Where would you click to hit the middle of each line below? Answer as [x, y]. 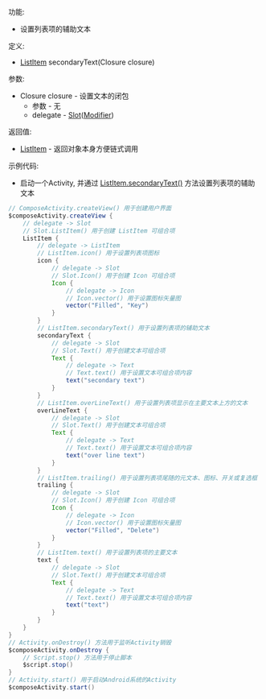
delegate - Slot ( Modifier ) [73, 115]
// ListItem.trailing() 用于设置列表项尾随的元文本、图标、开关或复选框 [147, 478]
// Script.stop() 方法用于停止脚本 [78, 658]
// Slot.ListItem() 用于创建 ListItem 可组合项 [99, 231]
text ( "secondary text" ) [106, 381]
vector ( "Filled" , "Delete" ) [113, 530]
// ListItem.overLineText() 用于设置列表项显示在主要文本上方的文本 [143, 403]
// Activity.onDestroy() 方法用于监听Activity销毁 [90, 643]
